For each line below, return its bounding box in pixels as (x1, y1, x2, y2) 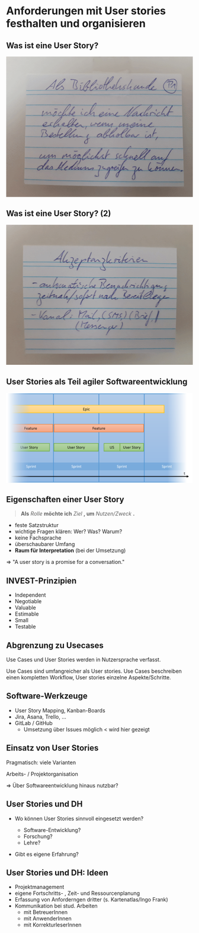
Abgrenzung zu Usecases (6, 640, 104, 650)
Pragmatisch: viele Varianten (6, 759, 76, 766)
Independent (14, 591, 46, 598)
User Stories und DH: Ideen (6, 868, 108, 878)
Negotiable (14, 598, 42, 605)
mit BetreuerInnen (23, 909, 68, 916)
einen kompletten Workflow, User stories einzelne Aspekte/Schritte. (6, 674, 171, 681)
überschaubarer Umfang (14, 541, 75, 548)
